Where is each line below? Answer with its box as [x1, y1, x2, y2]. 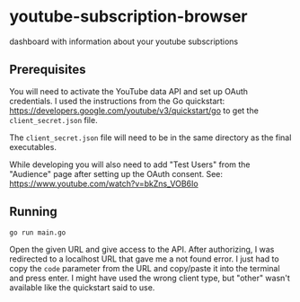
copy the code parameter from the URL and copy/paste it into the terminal [9, 263, 280, 274]
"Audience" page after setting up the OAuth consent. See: [9, 168, 223, 179]
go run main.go [9, 227, 66, 237]
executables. [9, 141, 57, 152]
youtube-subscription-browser [9, 6, 249, 27]
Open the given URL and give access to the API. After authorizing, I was [9, 244, 275, 255]
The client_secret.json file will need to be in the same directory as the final [9, 132, 292, 143]
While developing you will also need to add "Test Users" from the [9, 159, 251, 170]
